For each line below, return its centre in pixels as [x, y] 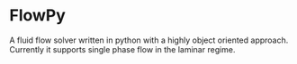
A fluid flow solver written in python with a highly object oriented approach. [149, 40]
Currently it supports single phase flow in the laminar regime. [122, 49]
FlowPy [37, 16]
